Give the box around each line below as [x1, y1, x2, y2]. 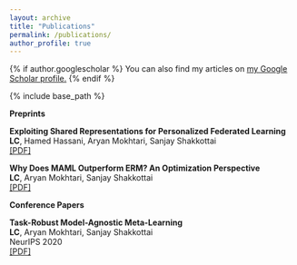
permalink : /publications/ [9, 30, 112, 39]
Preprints [9, 108, 45, 119]
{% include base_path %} [9, 91, 105, 102]
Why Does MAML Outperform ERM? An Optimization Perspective [9, 162, 261, 173]
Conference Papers [9, 200, 84, 211]
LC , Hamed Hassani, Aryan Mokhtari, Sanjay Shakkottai [9, 135, 216, 146]
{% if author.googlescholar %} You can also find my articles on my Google [9, 64, 288, 74]
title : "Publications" [9, 22, 95, 31]
